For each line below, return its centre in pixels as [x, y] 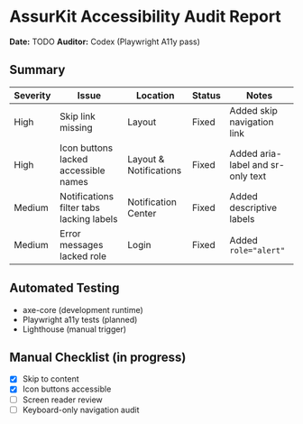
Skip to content [50, 379]
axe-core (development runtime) [83, 309]
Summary [37, 70]
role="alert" [257, 250]
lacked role [83, 256]
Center [142, 213]
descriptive [253, 207]
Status [207, 95]
